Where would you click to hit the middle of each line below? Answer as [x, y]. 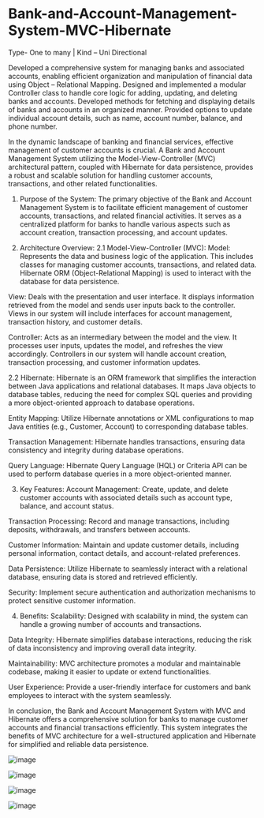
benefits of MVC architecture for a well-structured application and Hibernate [132, 736]
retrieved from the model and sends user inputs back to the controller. [122, 305]
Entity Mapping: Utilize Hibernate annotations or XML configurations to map [131, 418]
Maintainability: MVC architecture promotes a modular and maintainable [125, 663]
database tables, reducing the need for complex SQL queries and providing [130, 394]
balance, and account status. [67, 505]
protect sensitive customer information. [72, 600]
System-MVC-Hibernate [90, 30]
